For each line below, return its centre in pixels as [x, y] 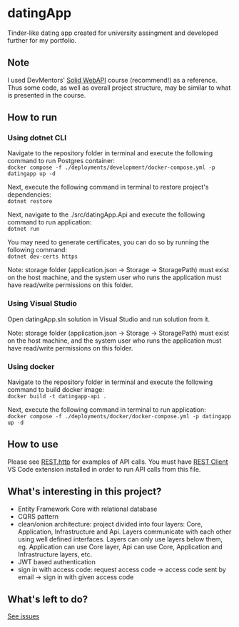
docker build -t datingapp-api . [57, 397]
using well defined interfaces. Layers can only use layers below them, [120, 539]
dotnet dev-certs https [43, 257]
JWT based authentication [57, 561]
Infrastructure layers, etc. [55, 554]
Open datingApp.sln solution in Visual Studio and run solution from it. [109, 319]
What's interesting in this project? [85, 492]
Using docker [31, 366]
